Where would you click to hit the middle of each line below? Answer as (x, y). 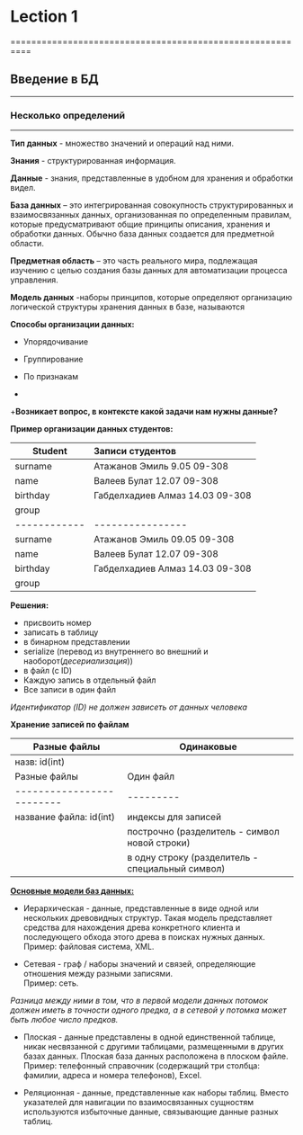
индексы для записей (174, 818)
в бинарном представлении (76, 642)
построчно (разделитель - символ (203, 832)
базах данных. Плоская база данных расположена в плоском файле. (156, 1056)
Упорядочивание (56, 342)
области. (27, 244)
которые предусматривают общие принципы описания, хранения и (140, 224)
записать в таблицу (61, 632)
